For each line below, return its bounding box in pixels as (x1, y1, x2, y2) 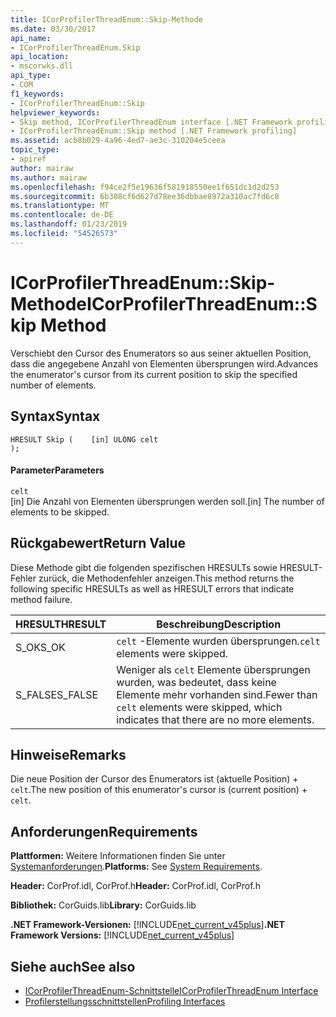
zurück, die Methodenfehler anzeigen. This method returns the (38, 572, 295, 584)
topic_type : (10, 145, 60, 155)
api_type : (10, 71, 52, 81)
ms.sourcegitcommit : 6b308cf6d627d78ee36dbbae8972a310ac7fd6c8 (10, 191, 280, 201)
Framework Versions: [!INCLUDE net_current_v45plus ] (10, 929, 235, 941)
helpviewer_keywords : (10, 107, 101, 118)
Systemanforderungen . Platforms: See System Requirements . (10, 861, 263, 873)
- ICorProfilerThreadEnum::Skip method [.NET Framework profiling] (10, 126, 298, 136)
